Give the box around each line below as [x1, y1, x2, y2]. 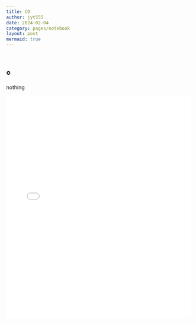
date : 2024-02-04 [6, 20, 49, 26]
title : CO [6, 8, 31, 15]
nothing [6, 84, 25, 91]
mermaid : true [6, 36, 41, 42]
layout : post [6, 31, 38, 37]
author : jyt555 [6, 14, 44, 20]
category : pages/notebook [6, 25, 70, 31]
